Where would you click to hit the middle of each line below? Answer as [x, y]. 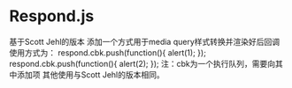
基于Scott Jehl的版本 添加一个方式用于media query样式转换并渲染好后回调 [145, 41]
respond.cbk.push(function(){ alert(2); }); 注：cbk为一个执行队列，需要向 [142, 63]
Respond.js [52, 16]
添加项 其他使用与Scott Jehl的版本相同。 [91, 74]
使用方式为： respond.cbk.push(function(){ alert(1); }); [108, 52]
